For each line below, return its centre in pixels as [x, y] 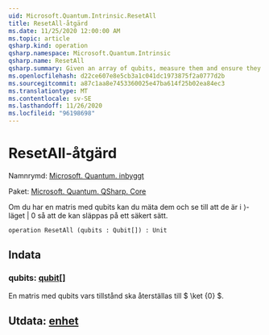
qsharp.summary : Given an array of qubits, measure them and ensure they [135, 69]
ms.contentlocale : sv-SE [50, 98]
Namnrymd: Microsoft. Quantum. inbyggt [77, 175]
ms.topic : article [39, 38]
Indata [25, 255]
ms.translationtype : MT [48, 91]
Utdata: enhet [43, 321]
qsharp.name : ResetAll [46, 61]
